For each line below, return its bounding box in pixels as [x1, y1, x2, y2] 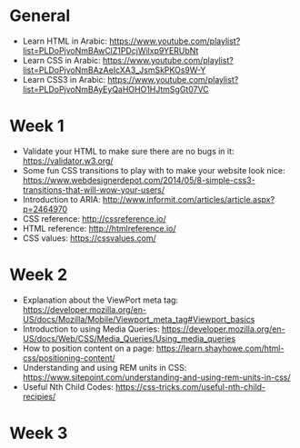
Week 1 [9, 115, 65, 136]
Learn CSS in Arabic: [22, 55, 102, 65]
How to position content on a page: [22, 343, 155, 353]
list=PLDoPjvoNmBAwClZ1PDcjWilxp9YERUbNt [22, 45, 199, 55]
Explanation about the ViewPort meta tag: [22, 294, 179, 305]
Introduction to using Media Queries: [22, 324, 160, 334]
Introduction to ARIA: [22, 194, 102, 204]
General [9, 5, 71, 26]
